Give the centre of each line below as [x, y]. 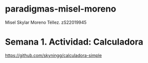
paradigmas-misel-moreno [61, 9]
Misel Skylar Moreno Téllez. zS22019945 [46, 22]
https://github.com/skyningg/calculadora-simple [53, 55]
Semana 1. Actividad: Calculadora [74, 42]
